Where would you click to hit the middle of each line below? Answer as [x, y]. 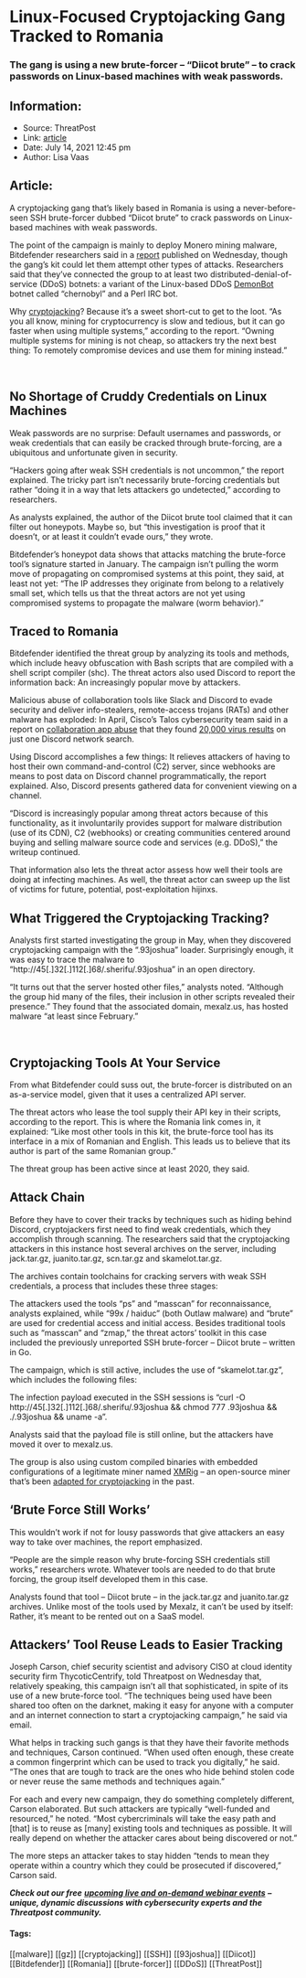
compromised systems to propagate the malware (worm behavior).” [137, 603]
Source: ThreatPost [59, 128]
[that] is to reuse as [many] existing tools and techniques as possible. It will [151, 1828]
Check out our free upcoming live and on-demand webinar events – [141, 1893]
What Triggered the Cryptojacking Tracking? [139, 918]
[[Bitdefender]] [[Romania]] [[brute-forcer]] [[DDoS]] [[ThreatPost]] [136, 1963]
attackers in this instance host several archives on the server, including [143, 1248]
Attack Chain [47, 1197]
